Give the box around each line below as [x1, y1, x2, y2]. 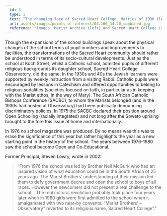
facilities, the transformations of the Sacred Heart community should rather [5, 50, 159, 56]
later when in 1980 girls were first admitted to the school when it [17, 195, 149, 201]
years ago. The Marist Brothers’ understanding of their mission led [17, 174, 154, 180]
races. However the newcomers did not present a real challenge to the [17, 184, 162, 190]
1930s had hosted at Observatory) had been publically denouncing [5, 103, 142, 109]
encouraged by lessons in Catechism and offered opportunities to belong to [5, 81, 161, 87]
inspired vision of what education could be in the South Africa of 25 [17, 168, 156, 174]
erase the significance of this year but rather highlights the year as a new [5, 134, 155, 140]
